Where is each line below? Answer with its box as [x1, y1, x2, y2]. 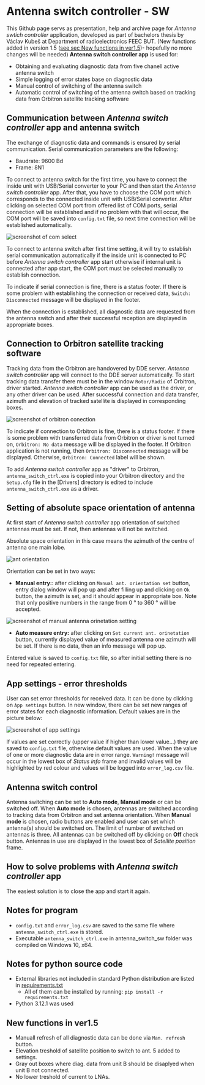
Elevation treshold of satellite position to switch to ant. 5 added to [15, 1047, 181, 1054]
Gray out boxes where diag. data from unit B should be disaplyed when [15, 1060, 195, 1068]
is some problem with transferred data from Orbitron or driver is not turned [6, 434, 195, 441]
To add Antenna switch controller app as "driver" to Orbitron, [6, 465, 160, 473]
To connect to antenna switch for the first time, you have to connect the [6, 175, 187, 183]
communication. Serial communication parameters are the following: [6, 145, 179, 153]
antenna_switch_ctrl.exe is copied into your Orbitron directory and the [6, 472, 185, 479]
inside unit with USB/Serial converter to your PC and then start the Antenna [6, 182, 196, 190]
